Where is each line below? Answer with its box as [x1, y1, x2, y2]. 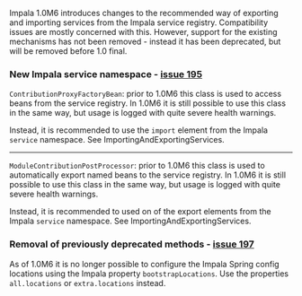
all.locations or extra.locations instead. [9, 277, 166, 288]
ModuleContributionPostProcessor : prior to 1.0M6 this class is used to [9, 161, 265, 171]
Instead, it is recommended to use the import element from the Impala [9, 125, 268, 135]
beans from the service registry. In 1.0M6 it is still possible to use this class [9, 98, 286, 109]
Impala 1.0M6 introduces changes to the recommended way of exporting [9, 8, 279, 18]
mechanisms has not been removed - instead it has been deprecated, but [9, 36, 281, 47]
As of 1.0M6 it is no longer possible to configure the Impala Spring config [9, 258, 280, 269]
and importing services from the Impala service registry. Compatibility [9, 17, 269, 28]
